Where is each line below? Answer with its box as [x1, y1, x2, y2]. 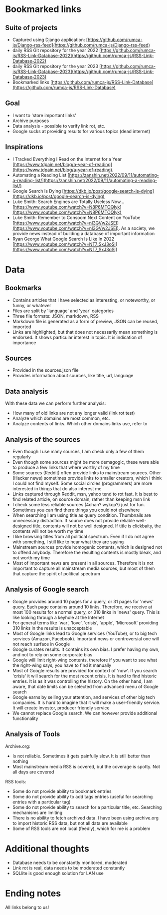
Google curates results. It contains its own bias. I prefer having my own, [12, 646, 160, 652]
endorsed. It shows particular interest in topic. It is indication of [12, 334, 143, 340]
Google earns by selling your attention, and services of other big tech [12, 694, 156, 700]
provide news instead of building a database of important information [12, 230, 155, 236]
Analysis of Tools [5, 730, 60, 738]
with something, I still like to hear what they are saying [12, 539, 124, 545]
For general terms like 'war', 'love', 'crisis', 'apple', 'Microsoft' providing [12, 619, 159, 626]
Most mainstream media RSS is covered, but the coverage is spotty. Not [12, 763, 161, 769]
